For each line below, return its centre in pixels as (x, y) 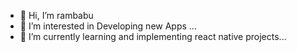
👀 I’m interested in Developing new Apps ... (108, 26)
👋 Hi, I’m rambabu (56, 15)
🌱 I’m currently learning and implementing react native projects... (153, 36)
